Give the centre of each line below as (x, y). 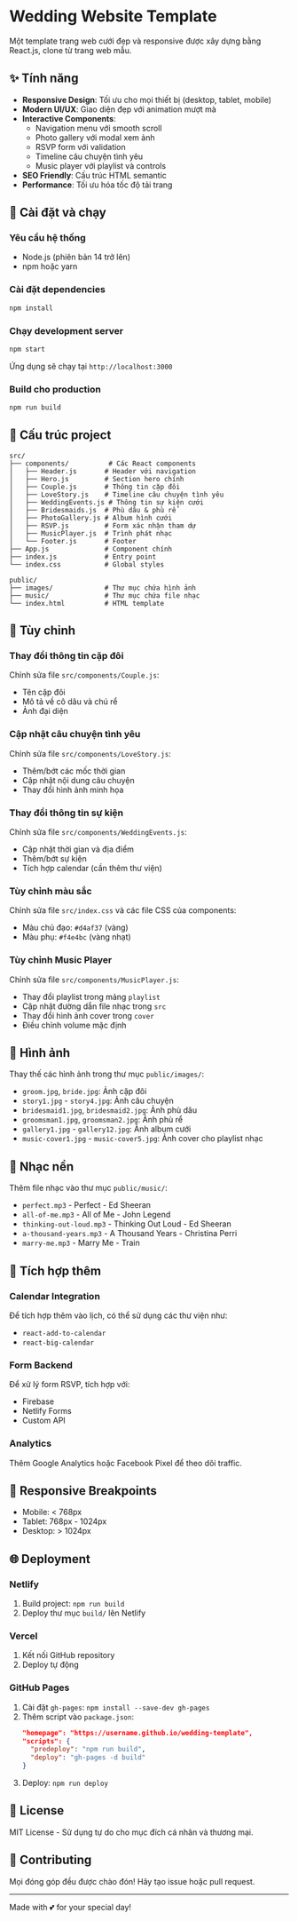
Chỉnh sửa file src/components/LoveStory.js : (90, 753)
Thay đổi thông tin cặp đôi (67, 656)
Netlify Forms (47, 1411)
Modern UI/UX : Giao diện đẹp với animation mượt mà (119, 109)
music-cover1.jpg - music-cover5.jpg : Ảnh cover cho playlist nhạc (142, 1139)
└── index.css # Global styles (87, 564)
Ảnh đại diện (45, 711)
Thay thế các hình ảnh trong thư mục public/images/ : (107, 1074)
